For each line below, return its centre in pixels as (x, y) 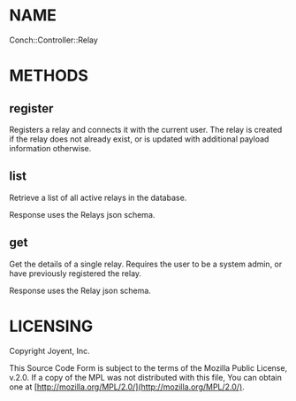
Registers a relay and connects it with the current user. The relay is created (146, 129)
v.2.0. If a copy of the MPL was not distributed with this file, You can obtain (146, 377)
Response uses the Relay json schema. (80, 290)
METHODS (49, 76)
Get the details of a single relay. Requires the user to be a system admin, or (146, 264)
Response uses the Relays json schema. (82, 214)
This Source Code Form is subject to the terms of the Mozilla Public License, (148, 367)
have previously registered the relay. (76, 273)
